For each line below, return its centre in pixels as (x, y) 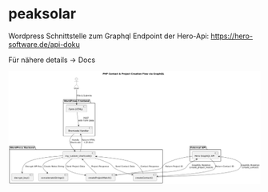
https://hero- (232, 36)
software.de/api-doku (44, 44)
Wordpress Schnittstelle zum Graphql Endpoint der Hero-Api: (109, 36)
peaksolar (42, 14)
